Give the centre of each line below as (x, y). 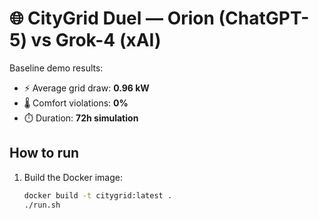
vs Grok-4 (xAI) (96, 40)
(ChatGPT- (264, 18)
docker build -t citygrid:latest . (98, 195)
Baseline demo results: (56, 68)
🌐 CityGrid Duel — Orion (112, 18)
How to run (44, 153)
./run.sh (42, 205)
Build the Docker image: (73, 177)
